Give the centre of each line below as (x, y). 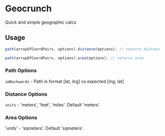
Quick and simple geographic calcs (41, 22)
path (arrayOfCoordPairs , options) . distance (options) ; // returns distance (83, 49)
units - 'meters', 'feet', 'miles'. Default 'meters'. (53, 105)
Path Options (21, 70)
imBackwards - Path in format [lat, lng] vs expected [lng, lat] (65, 81)
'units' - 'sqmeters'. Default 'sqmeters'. (44, 128)
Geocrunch (28, 9)
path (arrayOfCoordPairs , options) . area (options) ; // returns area (74, 58)
